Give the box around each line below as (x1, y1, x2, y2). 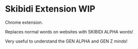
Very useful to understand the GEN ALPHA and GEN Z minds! (5, 38, 128, 44)
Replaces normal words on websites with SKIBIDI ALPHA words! (5, 29, 134, 34)
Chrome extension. (5, 19, 43, 25)
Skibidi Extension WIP (5, 3, 96, 15)
